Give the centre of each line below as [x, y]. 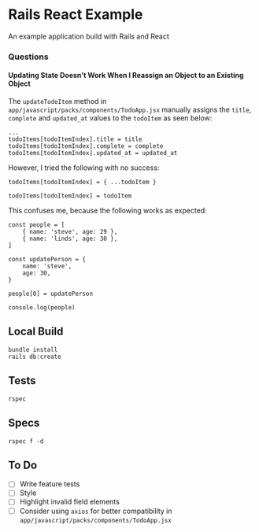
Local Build [36, 332]
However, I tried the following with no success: [84, 168]
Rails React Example [76, 15]
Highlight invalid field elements [69, 502]
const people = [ [37, 225]
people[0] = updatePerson [50, 294]
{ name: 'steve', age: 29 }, [70, 232]
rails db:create [35, 357]
